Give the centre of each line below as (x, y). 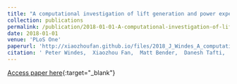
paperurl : (22, 46)
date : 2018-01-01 (33, 33)
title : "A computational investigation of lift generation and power (112, 14)
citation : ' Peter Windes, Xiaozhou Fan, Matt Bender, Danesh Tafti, (116, 53)
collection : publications (45, 20)
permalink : (23, 27)
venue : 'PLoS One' (34, 40)
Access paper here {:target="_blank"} (61, 72)
